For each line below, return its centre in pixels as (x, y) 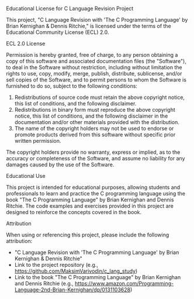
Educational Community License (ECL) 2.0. (58, 32)
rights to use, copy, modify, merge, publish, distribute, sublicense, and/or (94, 73)
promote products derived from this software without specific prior (95, 135)
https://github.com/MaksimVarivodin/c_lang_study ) (76, 271)
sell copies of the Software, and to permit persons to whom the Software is (96, 80)
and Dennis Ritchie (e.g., (44, 283)
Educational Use (26, 176)
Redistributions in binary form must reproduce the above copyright (95, 110)
